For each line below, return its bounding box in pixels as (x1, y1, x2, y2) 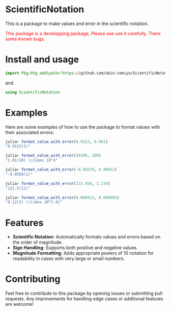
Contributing (5, 273, 61, 285)
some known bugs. (5, 36, 45, 42)
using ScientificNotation (5, 89, 60, 95)
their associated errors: (5, 129, 54, 135)
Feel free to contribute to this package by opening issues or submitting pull (5, 290, 163, 297)
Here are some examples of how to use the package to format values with (5, 124, 160, 130)
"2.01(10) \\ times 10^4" (5, 158, 58, 163)
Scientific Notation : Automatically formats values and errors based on (12, 234, 161, 240)
